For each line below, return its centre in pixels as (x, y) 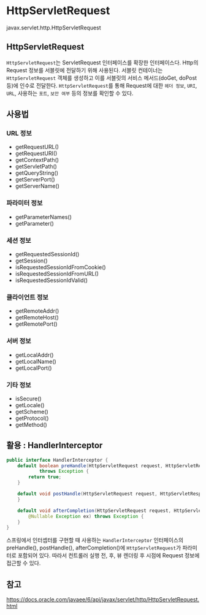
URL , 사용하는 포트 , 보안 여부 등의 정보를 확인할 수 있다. (70, 93)
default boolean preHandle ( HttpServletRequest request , (90, 466)
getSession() (31, 261)
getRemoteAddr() (37, 311)
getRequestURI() (36, 153)
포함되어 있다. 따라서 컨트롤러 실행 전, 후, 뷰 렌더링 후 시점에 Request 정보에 (109, 556)
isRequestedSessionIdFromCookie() (60, 267)
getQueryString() (37, 173)
